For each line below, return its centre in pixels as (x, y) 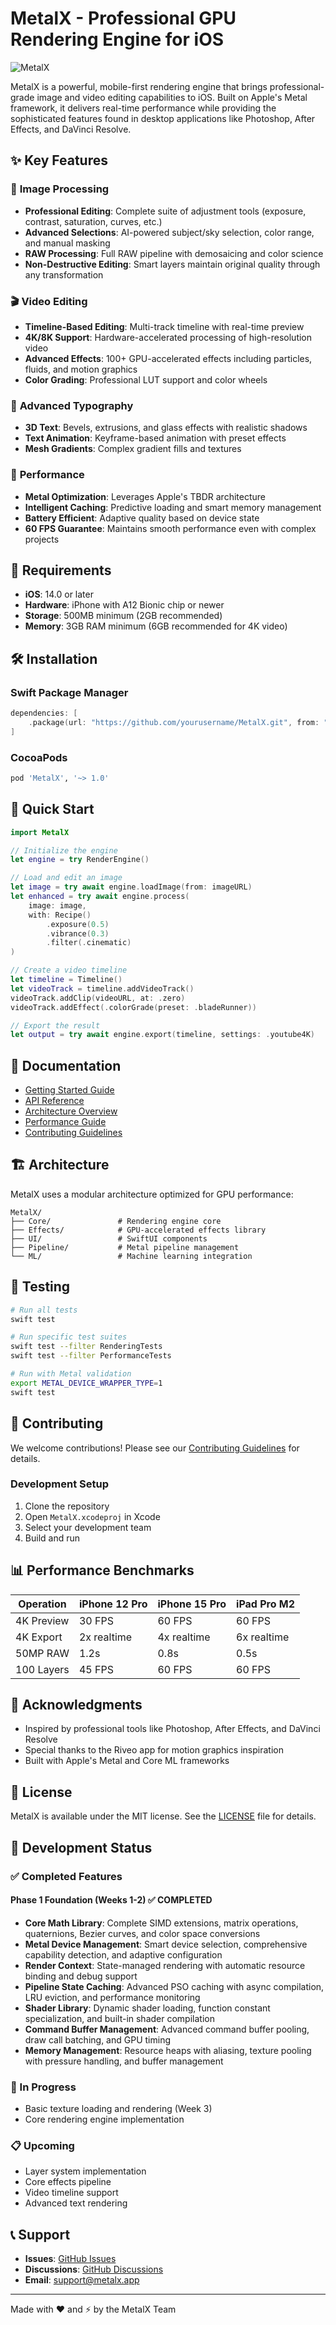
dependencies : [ (44, 713)
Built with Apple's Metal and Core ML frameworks (127, 1761)
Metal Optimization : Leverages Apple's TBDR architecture (145, 496)
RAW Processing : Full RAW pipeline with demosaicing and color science (174, 253)
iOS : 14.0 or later (59, 594)
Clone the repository (67, 1506)
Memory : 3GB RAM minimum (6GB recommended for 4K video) (156, 626)
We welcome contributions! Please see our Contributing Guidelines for (155, 1448)
